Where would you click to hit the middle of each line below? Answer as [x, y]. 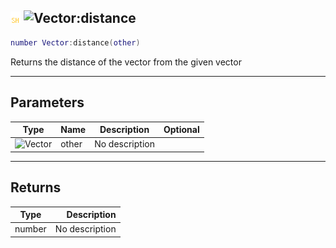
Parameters [47, 102]
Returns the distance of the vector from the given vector [126, 62]
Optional [181, 129]
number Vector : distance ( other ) [75, 42]
